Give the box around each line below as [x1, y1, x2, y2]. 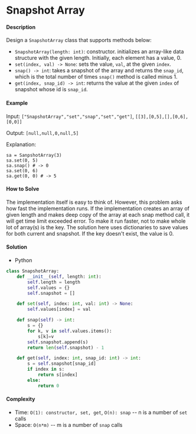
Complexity [6, 396, 35, 403]
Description [6, 23, 36, 30]
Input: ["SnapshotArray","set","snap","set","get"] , [6, 112, 135, 120]
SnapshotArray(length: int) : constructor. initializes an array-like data [14, 48, 184, 55]
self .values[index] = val [27, 306, 92, 313]
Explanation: [6, 140, 37, 148]
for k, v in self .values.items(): [27, 328, 112, 334]
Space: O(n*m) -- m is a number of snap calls [14, 421, 123, 428]
